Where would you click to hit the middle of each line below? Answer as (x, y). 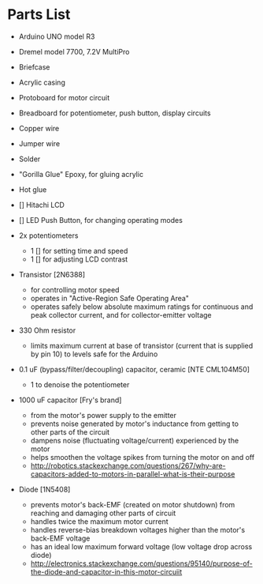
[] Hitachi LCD (41, 205)
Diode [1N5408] (44, 489)
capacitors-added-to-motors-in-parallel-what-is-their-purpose (133, 474)
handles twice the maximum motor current (99, 521)
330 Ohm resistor (47, 330)
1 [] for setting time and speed (79, 251)
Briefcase (34, 67)
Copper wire (39, 128)
